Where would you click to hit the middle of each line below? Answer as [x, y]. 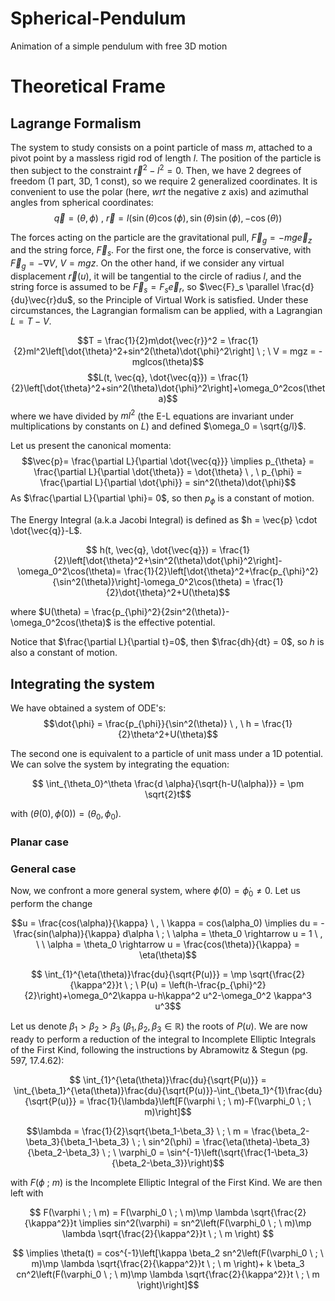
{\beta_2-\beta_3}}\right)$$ [168, 1163]
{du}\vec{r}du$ [41, 299]
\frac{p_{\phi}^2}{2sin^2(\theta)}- [160, 612]
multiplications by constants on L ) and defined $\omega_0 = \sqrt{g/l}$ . [158, 426]
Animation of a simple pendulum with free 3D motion [119, 46]
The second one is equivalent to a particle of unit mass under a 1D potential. [167, 754]
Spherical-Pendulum [98, 18]
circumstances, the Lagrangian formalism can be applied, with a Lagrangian [166, 310]
